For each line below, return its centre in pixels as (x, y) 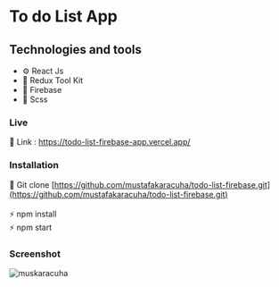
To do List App (63, 17)
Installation (34, 165)
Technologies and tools (76, 50)
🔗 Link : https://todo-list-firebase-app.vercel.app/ (100, 142)
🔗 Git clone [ (32, 184)
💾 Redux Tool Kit (52, 80)
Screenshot (35, 254)
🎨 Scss (35, 99)
